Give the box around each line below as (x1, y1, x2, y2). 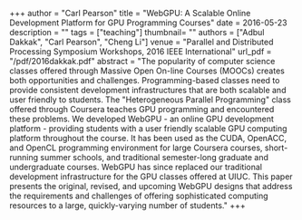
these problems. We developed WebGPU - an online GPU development (9, 113, 275, 124)
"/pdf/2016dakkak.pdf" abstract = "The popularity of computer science (9, 56, 276, 66)
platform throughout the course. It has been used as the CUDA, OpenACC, (9, 133, 287, 143)
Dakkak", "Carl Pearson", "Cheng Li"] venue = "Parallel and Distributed (9, 36, 274, 47)
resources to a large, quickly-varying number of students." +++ (9, 200, 247, 211)
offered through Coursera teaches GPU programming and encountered (9, 104, 275, 114)
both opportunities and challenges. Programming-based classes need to (9, 75, 280, 85)
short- (264, 142, 288, 153)
